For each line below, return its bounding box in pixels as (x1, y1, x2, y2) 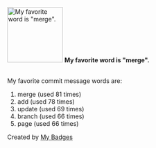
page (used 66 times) (17, 120, 79, 127)
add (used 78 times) (17, 98, 75, 106)
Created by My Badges (7, 133, 73, 141)
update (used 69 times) (17, 105, 85, 113)
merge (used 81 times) (17, 90, 82, 98)
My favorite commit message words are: (7, 77, 123, 85)
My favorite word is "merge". (64, 56, 150, 64)
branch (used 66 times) (17, 112, 85, 120)
